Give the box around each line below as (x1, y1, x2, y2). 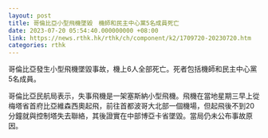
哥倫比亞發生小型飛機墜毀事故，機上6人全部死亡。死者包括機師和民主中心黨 (8, 65, 258, 74)
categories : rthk (8, 41, 66, 49)
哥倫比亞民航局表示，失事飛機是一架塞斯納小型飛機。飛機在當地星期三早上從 (8, 91, 260, 101)
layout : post (8, 11, 52, 20)
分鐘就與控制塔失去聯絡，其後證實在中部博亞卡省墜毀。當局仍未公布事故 (8, 111, 246, 120)
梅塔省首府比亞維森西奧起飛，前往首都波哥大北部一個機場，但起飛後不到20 (8, 101, 255, 111)
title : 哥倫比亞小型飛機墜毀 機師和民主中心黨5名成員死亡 (8, 19, 179, 27)
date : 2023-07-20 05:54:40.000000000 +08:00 (8, 26, 159, 34)
